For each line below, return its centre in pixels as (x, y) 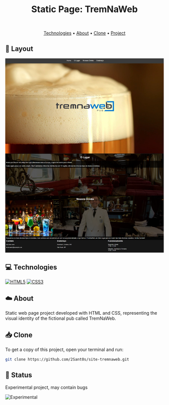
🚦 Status (19, 375)
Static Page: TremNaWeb (84, 9)
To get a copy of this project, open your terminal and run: (64, 350)
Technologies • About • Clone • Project (84, 33)
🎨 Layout (19, 49)
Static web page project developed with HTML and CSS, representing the (81, 313)
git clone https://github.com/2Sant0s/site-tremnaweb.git (67, 360)
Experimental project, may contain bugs (47, 387)
